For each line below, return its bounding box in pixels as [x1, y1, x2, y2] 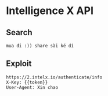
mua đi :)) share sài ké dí [6, 43, 74, 49]
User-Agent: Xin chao [6, 84, 59, 90]
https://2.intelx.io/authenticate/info [6, 74, 103, 80]
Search [6, 28, 33, 37]
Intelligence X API [6, 4, 94, 18]
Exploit [6, 59, 32, 68]
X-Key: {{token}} [6, 79, 48, 85]
